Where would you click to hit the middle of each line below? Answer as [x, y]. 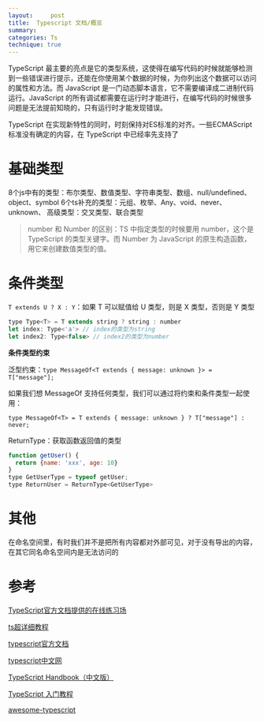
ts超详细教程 [28, 627]
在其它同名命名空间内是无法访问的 [63, 552]
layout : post [37, 15]
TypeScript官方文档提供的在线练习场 [67, 610]
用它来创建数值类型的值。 [69, 249]
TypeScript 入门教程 [41, 694]
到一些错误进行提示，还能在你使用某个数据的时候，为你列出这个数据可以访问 [132, 78]
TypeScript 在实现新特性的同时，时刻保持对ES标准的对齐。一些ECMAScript [130, 125]
